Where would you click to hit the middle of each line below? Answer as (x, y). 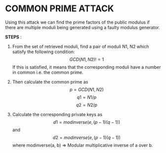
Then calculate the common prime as (50, 82)
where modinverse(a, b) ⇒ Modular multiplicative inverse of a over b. (83, 145)
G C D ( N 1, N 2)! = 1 (87, 59)
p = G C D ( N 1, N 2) (86, 90)
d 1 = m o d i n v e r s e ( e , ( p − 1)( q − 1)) (87, 122)
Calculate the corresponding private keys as (57, 114)
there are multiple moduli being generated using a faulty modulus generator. (83, 27)
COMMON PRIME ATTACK (60, 9)
